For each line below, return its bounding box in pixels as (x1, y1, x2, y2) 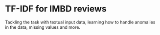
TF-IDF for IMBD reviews (5, 3, 107, 14)
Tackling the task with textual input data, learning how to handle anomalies (5, 19, 156, 25)
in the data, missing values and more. (5, 24, 81, 30)
